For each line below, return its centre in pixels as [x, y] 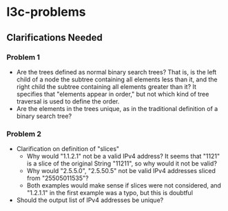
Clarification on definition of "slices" [68, 149]
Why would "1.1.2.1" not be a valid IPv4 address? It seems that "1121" [123, 157]
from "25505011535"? [58, 178]
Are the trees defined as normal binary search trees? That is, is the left [116, 72]
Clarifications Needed [54, 38]
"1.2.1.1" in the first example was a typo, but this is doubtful [110, 193]
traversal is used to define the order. [68, 101]
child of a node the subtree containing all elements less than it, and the [117, 79]
